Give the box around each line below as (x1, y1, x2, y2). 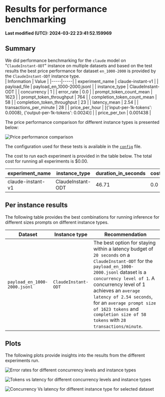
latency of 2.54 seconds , (93, 293, 153, 300)
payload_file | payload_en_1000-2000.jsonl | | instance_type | (5, 84, 129, 89)
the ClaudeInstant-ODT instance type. (5, 73, 81, 79)
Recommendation (104, 231, 147, 238)
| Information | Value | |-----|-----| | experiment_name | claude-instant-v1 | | (5, 78, 159, 84)
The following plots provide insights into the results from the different (5, 352, 145, 358)
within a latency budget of (93, 245, 154, 252)
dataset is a (119, 269, 146, 276)
